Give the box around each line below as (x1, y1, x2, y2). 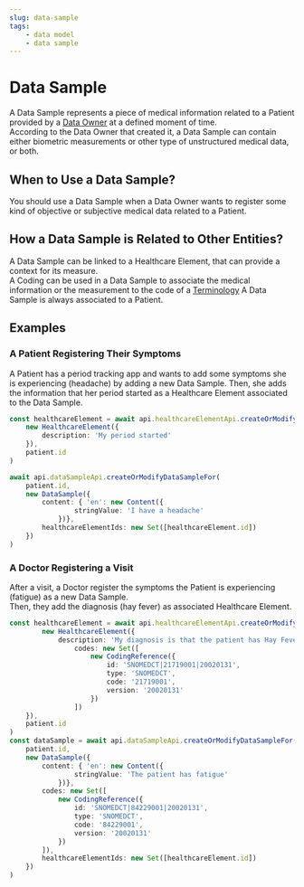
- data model (25, 30, 75, 39)
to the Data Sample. (9, 397, 83, 408)
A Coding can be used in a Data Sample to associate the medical (9, 275, 251, 286)
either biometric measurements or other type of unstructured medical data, (9, 137, 290, 147)
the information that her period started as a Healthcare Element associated (9, 387, 288, 398)
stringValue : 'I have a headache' (73, 506, 204, 515)
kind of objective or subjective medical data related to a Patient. (9, 205, 247, 216)
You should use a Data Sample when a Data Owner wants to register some (9, 196, 287, 206)
